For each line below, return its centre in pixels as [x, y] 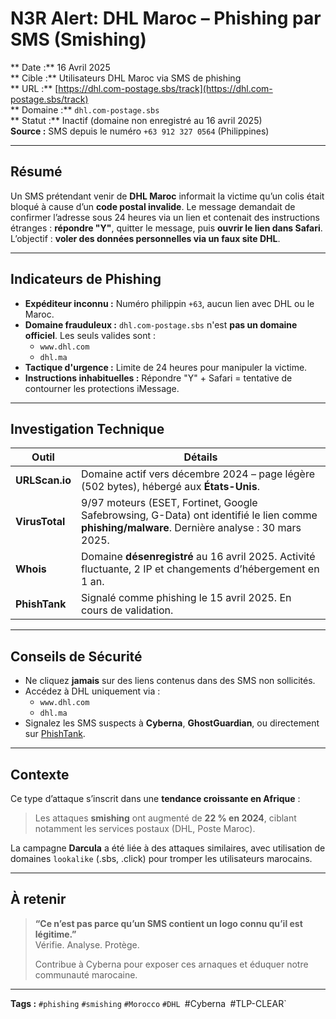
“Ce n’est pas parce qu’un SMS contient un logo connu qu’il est [168, 923]
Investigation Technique [87, 428]
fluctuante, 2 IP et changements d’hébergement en [200, 569]
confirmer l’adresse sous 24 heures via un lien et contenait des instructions [165, 217]
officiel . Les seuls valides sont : [90, 335]
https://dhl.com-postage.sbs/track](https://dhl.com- [165, 88]
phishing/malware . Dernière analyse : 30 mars [191, 528]
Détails [200, 457]
